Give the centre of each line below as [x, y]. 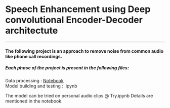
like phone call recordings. [34, 56]
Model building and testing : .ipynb [41, 86]
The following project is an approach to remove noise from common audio [84, 51]
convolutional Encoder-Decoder [74, 20]
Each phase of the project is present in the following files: [67, 68]
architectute [32, 31]
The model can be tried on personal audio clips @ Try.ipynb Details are [79, 95]
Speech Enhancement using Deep [78, 9]
